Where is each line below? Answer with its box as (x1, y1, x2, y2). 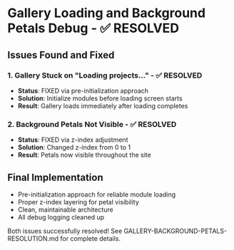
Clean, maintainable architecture (17, 205, 113, 214)
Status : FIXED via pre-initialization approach (17, 86, 148, 95)
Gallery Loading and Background (7, 5, 205, 21)
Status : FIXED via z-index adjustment (17, 135, 128, 144)
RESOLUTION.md (7, 234, 59, 243)
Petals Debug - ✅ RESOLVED (7, 20, 180, 36)
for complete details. (60, 234, 121, 243)
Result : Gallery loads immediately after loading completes (17, 101, 188, 110)
